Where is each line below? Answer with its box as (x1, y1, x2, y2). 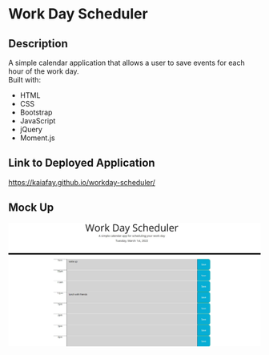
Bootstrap (19, 107, 53, 117)
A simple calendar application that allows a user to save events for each (8, 58, 246, 67)
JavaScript (19, 116, 56, 125)
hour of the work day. (8, 67, 79, 76)
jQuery (19, 125, 42, 134)
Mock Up (8, 201, 54, 215)
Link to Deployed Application (8, 156, 155, 170)
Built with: (8, 75, 42, 84)
